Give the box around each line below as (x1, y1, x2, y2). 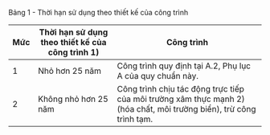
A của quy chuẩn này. (117, 71, 199, 81)
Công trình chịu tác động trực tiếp (117, 84, 245, 94)
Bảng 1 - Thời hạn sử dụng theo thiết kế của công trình (8, 8, 189, 17)
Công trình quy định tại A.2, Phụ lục (117, 60, 252, 72)
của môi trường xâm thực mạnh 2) (117, 93, 245, 104)
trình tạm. (117, 113, 153, 125)
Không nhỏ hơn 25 (37, 93, 108, 104)
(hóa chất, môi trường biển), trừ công (117, 104, 256, 114)
